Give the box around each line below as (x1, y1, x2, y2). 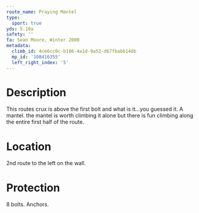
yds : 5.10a (6, 25, 34, 32)
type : (6, 15, 20, 21)
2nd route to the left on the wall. (6, 160, 86, 167)
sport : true (11, 20, 42, 26)
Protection (6, 181, 60, 194)
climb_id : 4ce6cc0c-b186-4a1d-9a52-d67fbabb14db (11, 48, 137, 54)
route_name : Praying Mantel (6, 8, 77, 15)
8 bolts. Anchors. (6, 201, 50, 208)
